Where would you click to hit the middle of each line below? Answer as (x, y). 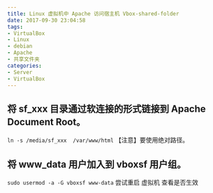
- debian (20, 46)
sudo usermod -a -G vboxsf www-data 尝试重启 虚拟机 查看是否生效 (103, 182)
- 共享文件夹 (23, 59)
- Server (20, 72)
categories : (24, 66)
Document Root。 (46, 122)
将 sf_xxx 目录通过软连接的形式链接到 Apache (106, 109)
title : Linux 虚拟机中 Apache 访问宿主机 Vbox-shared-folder (93, 14)
